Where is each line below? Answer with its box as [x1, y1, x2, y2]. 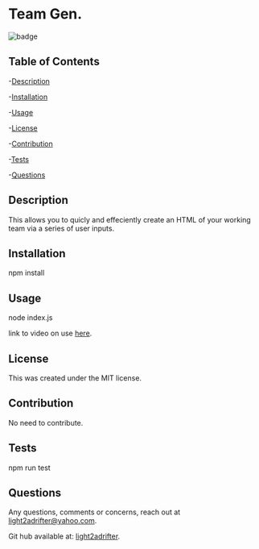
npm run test [8, 463, 51, 472]
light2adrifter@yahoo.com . [8, 516, 97, 526]
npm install [8, 268, 45, 278]
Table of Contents [8, 55, 101, 69]
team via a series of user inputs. [8, 223, 115, 233]
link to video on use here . [8, 328, 92, 339]
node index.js [8, 313, 53, 322]
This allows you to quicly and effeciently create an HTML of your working [8, 214, 251, 224]
